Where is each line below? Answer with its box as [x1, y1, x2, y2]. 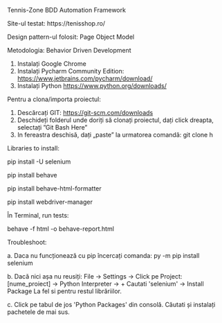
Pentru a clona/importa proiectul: [7, 95, 102, 103]
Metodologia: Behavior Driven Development [7, 46, 131, 54]
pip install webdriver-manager [7, 198, 93, 206]
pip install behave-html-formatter [7, 184, 102, 193]
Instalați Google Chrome [17, 60, 86, 68]
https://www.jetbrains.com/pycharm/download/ [17, 74, 153, 82]
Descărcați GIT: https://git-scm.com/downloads [17, 109, 154, 116]
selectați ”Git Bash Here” [17, 123, 88, 131]
